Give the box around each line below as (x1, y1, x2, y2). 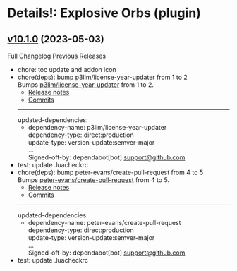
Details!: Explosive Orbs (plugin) (7, 5, 201, 21)
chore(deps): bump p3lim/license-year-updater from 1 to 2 (17, 73, 188, 81)
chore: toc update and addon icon (17, 66, 116, 73)
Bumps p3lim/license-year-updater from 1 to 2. (17, 80, 154, 89)
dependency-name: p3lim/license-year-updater (28, 124, 167, 131)
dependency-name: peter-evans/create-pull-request (28, 219, 181, 227)
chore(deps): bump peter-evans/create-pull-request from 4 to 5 (17, 168, 204, 176)
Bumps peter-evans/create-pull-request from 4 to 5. (17, 176, 170, 184)
